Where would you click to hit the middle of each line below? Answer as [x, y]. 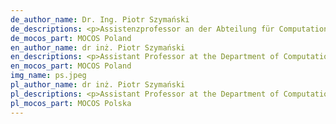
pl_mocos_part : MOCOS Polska [71, 103]
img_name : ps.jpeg [48, 76]
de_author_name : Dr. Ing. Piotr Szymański [100, 19]
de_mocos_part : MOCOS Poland [71, 38]
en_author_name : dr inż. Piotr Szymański [98, 47]
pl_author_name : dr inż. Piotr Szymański [98, 85]
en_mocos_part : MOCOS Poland [71, 66]
